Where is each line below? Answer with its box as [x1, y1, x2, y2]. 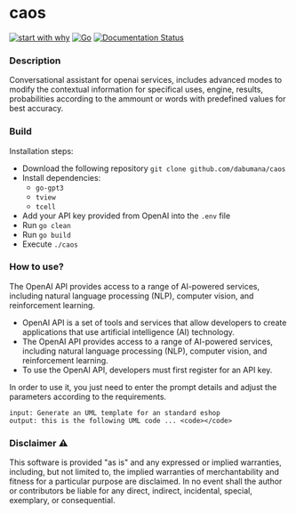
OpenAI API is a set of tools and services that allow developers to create [21, 317, 287, 328]
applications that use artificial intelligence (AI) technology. [21, 326, 236, 337]
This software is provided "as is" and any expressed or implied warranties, [9, 457, 282, 468]
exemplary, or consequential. [9, 495, 116, 506]
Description [9, 54, 61, 67]
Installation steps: [9, 145, 74, 156]
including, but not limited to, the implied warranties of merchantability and [9, 467, 280, 477]
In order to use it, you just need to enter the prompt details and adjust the [9, 381, 277, 392]
